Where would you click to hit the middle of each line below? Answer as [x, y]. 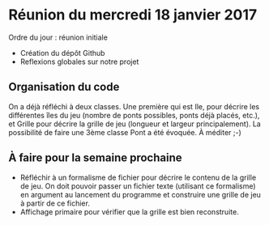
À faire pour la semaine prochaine [95, 158]
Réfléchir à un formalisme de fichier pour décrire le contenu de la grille [138, 177]
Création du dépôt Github [62, 53]
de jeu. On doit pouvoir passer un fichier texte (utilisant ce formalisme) [138, 186]
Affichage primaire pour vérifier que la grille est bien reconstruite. [129, 211]
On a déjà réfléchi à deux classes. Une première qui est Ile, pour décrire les [134, 106]
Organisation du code [64, 87]
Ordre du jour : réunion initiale [58, 37]
